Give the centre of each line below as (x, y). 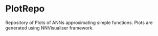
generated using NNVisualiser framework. (49, 27)
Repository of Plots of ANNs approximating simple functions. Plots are (79, 22)
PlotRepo (25, 9)
